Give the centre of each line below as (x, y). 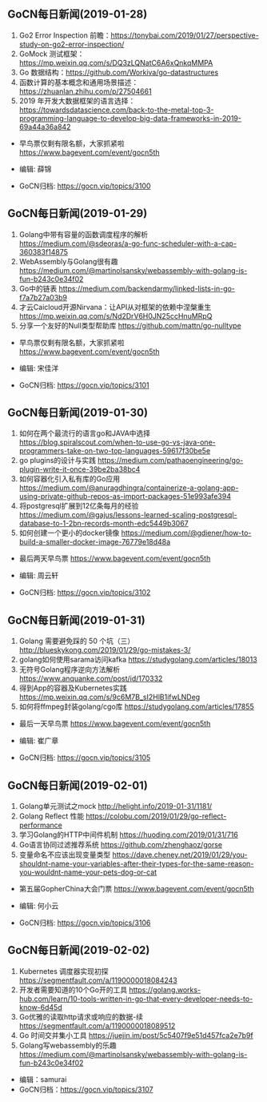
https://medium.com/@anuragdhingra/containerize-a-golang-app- (129, 488)
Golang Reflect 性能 (52, 816)
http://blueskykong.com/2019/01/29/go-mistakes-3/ (105, 650)
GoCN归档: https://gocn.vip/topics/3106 (85, 923)
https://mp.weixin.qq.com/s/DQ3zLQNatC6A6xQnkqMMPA (116, 62)
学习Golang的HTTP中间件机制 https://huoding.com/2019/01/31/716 (129, 835)
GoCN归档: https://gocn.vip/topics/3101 (84, 385)
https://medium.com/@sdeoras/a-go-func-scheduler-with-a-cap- (128, 243)
